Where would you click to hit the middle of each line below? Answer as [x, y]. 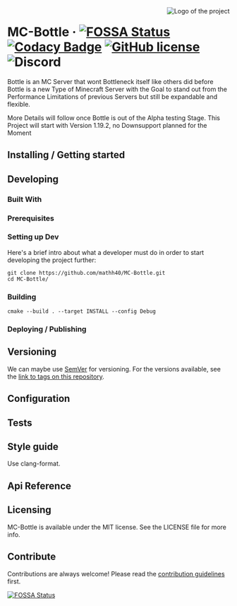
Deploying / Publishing [47, 329]
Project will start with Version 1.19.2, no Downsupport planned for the [107, 125]
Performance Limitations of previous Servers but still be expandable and [113, 96]
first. [14, 581]
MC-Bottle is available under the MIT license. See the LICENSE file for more [117, 527]
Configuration [39, 399]
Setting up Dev [33, 237]
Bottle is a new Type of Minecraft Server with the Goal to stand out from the [117, 89]
